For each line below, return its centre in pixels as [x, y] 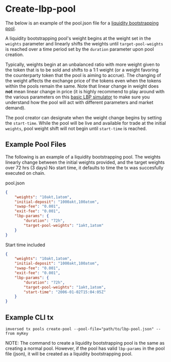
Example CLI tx [29, 317]
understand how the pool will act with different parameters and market [79, 102]
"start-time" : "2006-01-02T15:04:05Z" [65, 292]
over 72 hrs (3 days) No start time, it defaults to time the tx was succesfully [84, 167]
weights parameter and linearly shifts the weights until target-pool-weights [84, 43]
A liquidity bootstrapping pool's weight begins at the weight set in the [78, 38]
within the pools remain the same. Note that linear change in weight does [82, 86]
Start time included [25, 245]
